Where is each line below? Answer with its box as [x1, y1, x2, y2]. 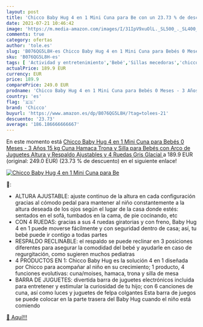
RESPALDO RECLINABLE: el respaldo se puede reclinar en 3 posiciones [14, 237, 193, 245]
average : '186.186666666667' [6, 122, 80, 128]
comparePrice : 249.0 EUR [6, 82, 69, 88]
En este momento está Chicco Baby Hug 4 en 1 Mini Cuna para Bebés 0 [6, 138, 184, 145]
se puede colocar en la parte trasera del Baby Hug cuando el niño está [14, 296, 192, 303]
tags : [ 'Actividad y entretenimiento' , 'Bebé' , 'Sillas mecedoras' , [6, 59, 180, 65]
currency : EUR [6, 71, 42, 77]
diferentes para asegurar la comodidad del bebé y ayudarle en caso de [14, 244, 192, 251]
